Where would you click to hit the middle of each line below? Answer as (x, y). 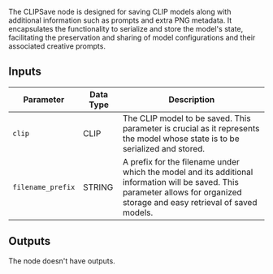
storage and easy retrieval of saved (190, 202)
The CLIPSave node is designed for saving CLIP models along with (120, 12)
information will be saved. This (181, 182)
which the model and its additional (188, 172)
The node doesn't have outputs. (62, 261)
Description (192, 99)
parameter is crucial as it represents (191, 128)
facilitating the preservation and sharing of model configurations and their (132, 37)
